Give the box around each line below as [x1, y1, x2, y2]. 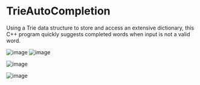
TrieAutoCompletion [6, 4, 111, 18]
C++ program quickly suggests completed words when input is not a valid [6, 30, 190, 37]
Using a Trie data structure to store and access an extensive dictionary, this [6, 24, 195, 31]
